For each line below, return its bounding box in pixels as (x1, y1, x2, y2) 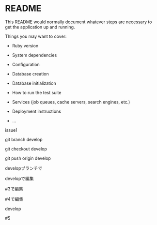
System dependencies (12, 52, 57, 58)
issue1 (5, 127, 17, 133)
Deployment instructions (12, 108, 62, 114)
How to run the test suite (12, 90, 62, 95)
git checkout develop (5, 146, 47, 151)
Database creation (12, 71, 49, 76)
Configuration (12, 61, 40, 67)
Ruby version (12, 43, 39, 48)
